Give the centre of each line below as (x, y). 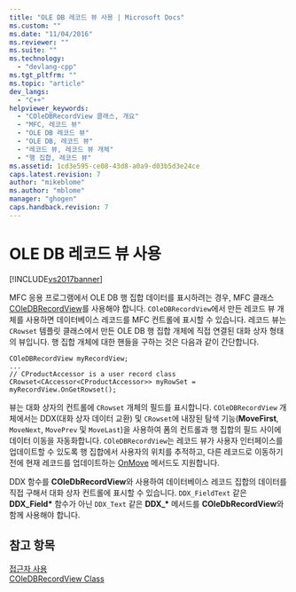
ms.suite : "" (33, 51)
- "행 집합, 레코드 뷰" (55, 158)
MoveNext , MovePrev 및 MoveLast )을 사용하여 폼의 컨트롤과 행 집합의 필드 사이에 (145, 429)
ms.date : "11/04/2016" (51, 34)
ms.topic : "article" (47, 83)
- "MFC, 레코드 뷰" (49, 125)
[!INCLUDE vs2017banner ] (56, 279)
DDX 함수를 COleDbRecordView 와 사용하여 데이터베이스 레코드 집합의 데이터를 (148, 481)
